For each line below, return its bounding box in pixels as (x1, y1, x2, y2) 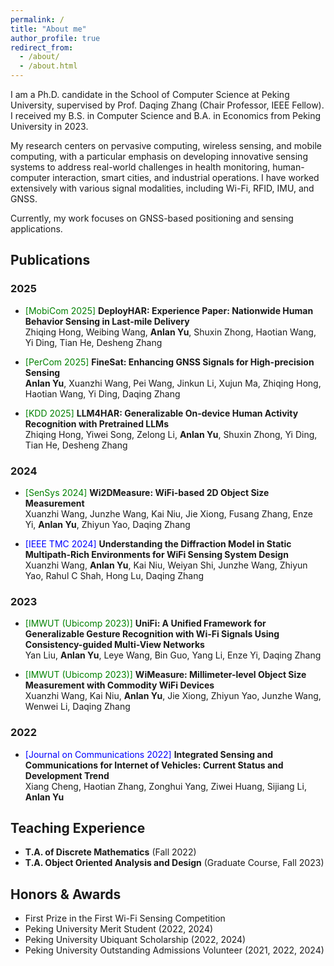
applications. (10, 223, 63, 235)
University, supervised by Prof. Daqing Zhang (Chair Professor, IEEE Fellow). (10, 99, 325, 111)
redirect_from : (10, 42, 74, 53)
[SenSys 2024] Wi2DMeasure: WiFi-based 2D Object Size (24, 486, 270, 498)
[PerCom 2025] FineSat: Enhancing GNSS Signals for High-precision (24, 356, 315, 368)
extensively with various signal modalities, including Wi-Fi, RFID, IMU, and (10, 182, 315, 194)
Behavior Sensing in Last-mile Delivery (24, 315, 190, 327)
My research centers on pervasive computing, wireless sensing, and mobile (10, 140, 322, 151)
